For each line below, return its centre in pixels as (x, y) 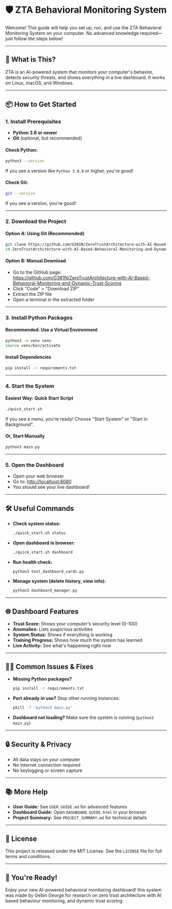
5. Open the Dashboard (35, 465)
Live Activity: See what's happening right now (62, 646)
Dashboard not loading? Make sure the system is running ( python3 (83, 717)
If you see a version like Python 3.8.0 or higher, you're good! (69, 171)
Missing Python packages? (42, 679)
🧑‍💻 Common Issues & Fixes (49, 666)
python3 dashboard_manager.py (45, 591)
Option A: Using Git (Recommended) (45, 234)
